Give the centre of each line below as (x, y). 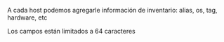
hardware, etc (27, 17)
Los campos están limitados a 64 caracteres (71, 31)
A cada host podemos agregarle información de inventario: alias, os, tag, (112, 10)
